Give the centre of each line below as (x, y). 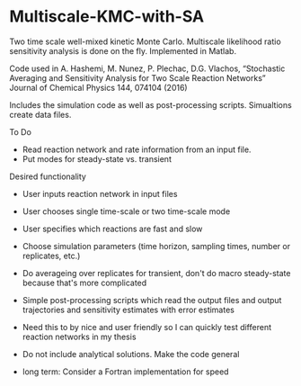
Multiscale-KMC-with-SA (107, 17)
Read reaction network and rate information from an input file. (137, 149)
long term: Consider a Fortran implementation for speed (125, 372)
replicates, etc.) (51, 256)
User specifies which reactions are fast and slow (112, 229)
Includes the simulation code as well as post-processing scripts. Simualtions (150, 104)
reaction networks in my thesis (79, 337)
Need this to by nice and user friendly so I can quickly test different (147, 327)
